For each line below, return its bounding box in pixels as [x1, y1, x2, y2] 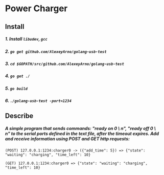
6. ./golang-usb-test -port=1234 [5, 98, 72, 104]
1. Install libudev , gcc [5, 36, 47, 42]
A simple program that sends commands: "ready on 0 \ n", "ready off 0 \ [5, 126, 156, 131]
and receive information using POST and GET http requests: [5, 136, 130, 142]
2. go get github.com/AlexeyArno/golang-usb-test [5, 48, 107, 54]
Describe [5, 112, 33, 120]
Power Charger [5, 3, 68, 14]
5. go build [5, 85, 28, 91]
